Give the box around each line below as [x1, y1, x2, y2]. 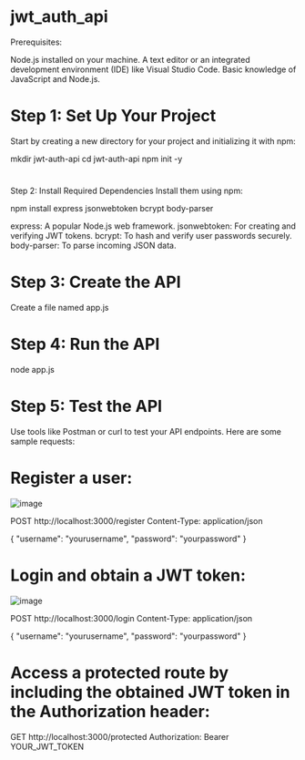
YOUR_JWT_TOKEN [10, 741, 85, 752]
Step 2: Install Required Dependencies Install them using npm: [10, 185, 244, 197]
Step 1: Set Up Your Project [10, 106, 217, 127]
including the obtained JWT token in [10, 682, 290, 703]
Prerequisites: [10, 36, 63, 47]
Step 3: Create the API [10, 272, 181, 293]
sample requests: [10, 436, 76, 447]
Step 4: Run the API [10, 334, 160, 354]
